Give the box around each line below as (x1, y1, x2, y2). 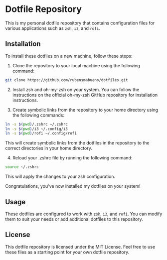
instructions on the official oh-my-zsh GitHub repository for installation (12, 92, 158, 98)
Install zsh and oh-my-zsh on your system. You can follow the (12, 86, 140, 93)
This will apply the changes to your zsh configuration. (5, 173, 116, 180)
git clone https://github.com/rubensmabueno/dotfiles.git (5, 77, 128, 83)
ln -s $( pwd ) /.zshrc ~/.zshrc (5, 122, 68, 127)
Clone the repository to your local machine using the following (12, 62, 141, 68)
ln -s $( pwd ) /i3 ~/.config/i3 (5, 126, 68, 131)
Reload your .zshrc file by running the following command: (12, 155, 133, 161)
